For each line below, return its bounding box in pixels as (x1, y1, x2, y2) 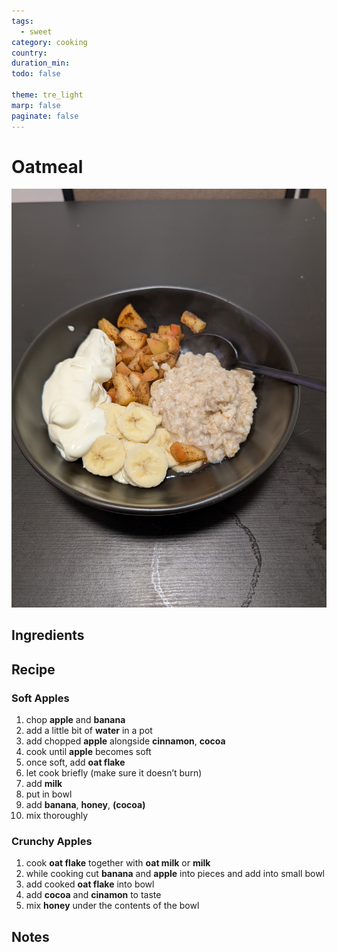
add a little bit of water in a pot (25, 724, 153, 736)
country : (11, 48, 48, 58)
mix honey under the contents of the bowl (25, 900, 200, 912)
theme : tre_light (11, 90, 84, 100)
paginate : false (11, 111, 79, 121)
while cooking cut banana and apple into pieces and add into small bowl (25, 868, 325, 880)
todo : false (11, 69, 61, 79)
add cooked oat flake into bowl (25, 878, 155, 890)
